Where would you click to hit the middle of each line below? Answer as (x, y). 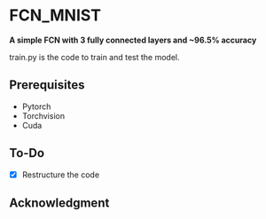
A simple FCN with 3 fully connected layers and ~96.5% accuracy (133, 40)
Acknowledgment (59, 203)
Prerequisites (47, 85)
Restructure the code (61, 175)
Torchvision (43, 115)
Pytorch (36, 106)
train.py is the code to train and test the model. (94, 57)
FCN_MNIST (55, 16)
